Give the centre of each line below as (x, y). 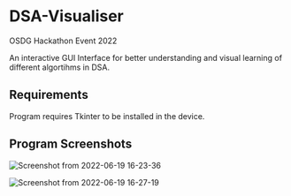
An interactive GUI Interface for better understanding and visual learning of (146, 57)
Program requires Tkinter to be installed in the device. (107, 116)
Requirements (49, 95)
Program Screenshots (71, 144)
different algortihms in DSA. (60, 67)
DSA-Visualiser (66, 16)
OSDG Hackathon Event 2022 (63, 41)
